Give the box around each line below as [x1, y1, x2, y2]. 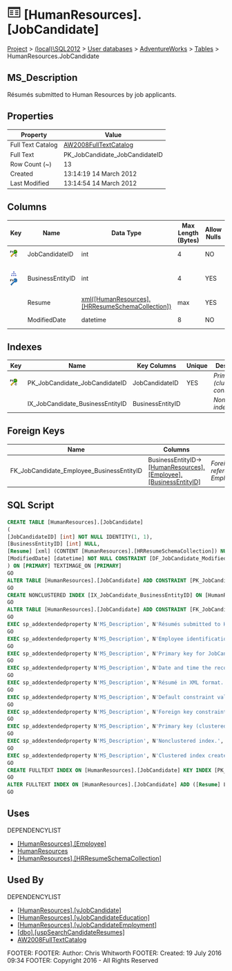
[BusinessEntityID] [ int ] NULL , [7, 541, 100, 548]
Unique [186, 361, 209, 369]
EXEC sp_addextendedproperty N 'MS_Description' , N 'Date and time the [7, 665, 212, 672]
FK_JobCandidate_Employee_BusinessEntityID [10, 467, 143, 474]
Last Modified [10, 179, 50, 187]
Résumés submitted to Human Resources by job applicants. [7, 90, 177, 98]
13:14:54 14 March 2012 [63, 179, 137, 187]
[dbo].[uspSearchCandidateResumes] [17, 928, 125, 936]
